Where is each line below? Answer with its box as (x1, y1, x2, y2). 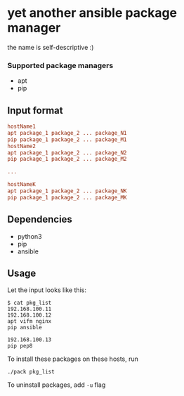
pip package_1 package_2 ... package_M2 (7, 156, 128, 163)
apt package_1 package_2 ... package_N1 (7, 129, 128, 136)
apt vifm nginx (7, 318, 52, 325)
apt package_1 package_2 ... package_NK (7, 187, 128, 194)
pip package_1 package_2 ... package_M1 (7, 136, 128, 143)
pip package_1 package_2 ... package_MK (7, 194, 128, 201)
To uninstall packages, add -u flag (7, 381, 106, 389)
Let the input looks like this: (7, 286, 86, 294)
